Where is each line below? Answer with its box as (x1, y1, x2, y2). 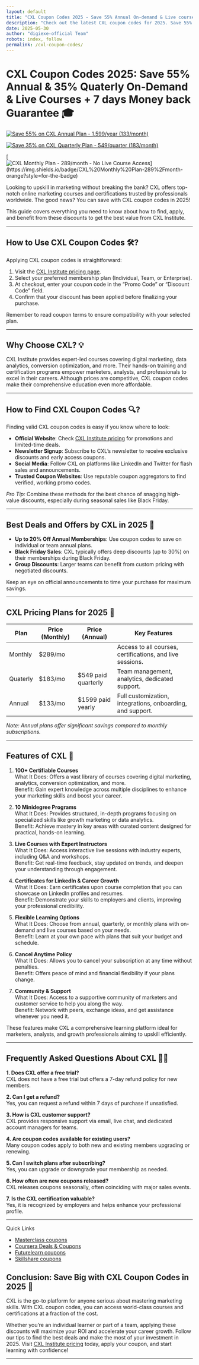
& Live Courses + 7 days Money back (6, 93, 191, 106)
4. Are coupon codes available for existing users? (6, 1135, 131, 1142)
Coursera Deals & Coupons (14, 1243, 82, 1250)
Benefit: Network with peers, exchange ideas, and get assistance (14, 1006, 174, 1013)
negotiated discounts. (14, 567, 68, 574)
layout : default (6, 8, 46, 15)
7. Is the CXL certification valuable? (6, 1195, 95, 1202)
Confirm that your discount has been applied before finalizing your (14, 293, 178, 300)
